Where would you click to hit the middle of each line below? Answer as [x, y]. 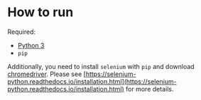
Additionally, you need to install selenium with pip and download [101, 66]
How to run [40, 12]
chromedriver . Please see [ [47, 74]
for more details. [150, 89]
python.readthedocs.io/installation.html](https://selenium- [92, 81]
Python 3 [31, 45]
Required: [22, 32]
